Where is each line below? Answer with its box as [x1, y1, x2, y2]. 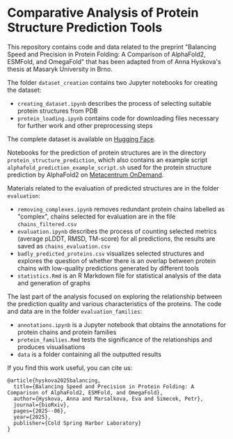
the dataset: [7, 86, 42, 94]
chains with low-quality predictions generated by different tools [17, 264, 200, 272]
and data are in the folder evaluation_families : [7, 307, 143, 315]
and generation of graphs [17, 278, 90, 287]
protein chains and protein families [17, 328, 117, 336]
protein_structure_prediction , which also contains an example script [7, 155, 207, 164]
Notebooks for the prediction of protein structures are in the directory [7, 148, 207, 157]
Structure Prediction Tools [7, 19, 163, 35]
